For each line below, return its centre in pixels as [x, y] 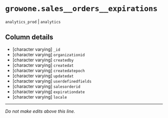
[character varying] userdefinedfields [52, 81]
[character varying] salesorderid [46, 86]
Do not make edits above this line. [40, 111]
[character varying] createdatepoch [48, 70]
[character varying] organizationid [48, 54]
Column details [29, 37]
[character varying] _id [36, 49]
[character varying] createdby [43, 60]
